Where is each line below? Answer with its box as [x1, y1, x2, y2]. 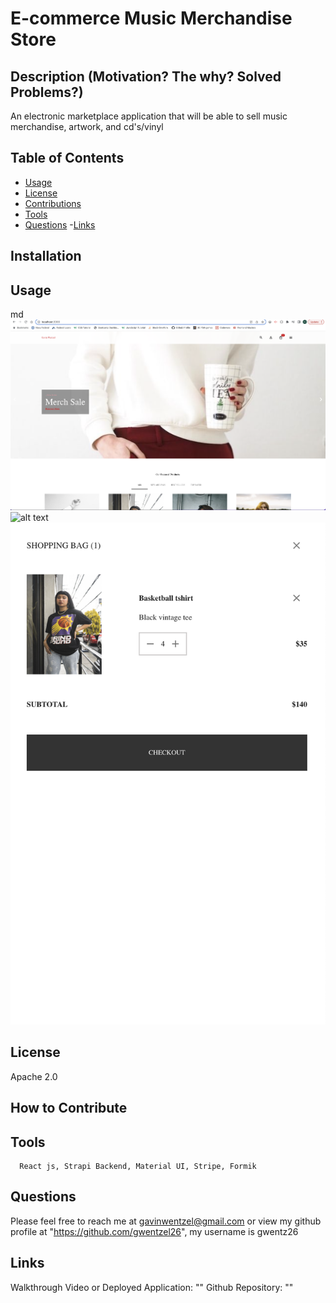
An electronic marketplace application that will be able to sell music [10, 110, 288, 122]
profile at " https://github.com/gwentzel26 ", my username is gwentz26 [10, 1225, 299, 1237]
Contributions [24, 197, 82, 209]
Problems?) [10, 83, 84, 101]
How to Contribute [10, 1100, 128, 1117]
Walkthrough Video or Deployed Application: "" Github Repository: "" [10, 1281, 294, 1293]
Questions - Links [24, 218, 96, 231]
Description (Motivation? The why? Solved [10, 68, 282, 85]
